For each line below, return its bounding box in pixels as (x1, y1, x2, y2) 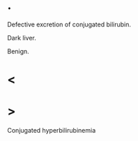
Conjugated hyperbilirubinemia (7, 126, 96, 135)
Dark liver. (7, 33, 37, 42)
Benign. (7, 47, 29, 56)
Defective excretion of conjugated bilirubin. (7, 20, 131, 28)
